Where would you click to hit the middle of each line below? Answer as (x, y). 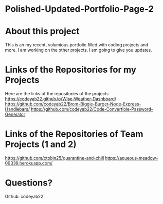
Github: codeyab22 (24, 196)
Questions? (29, 183)
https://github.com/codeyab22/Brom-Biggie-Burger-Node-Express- (73, 104)
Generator (15, 114)
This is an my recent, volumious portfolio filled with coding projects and (77, 45)
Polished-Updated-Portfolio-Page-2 (80, 9)
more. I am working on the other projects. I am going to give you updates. (79, 50)
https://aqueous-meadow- (131, 158)
